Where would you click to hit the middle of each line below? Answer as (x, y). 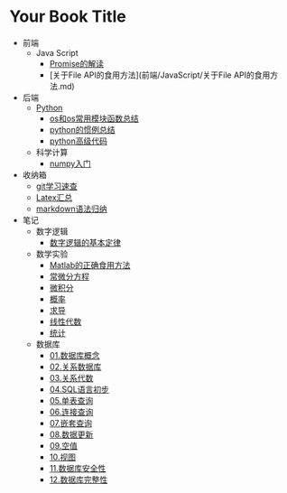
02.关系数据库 (75, 367)
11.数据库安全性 (78, 468)
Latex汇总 (54, 197)
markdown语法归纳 (72, 209)
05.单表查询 (71, 400)
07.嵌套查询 (71, 423)
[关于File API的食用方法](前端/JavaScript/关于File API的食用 (160, 75)
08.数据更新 (71, 434)
